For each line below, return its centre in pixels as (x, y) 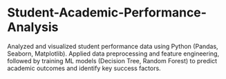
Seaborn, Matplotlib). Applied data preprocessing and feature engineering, (113, 54)
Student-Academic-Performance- (107, 13)
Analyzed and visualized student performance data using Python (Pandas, (113, 46)
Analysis (33, 27)
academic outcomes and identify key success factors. (84, 68)
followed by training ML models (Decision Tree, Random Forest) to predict (112, 60)
